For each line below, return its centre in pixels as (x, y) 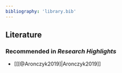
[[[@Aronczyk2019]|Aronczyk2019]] (57, 64)
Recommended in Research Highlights (61, 51)
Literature (24, 35)
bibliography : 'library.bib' (41, 11)
